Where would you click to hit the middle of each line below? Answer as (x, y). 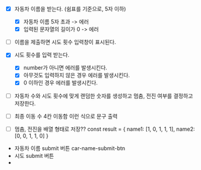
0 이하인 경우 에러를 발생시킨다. (60, 83)
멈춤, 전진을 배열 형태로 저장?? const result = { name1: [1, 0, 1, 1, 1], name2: (105, 129)
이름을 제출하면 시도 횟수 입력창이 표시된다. (65, 42)
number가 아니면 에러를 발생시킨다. (65, 68)
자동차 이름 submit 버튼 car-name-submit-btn (70, 148)
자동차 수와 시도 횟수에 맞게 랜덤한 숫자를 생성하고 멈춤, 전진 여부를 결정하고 (104, 96)
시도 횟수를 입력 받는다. (42, 55)
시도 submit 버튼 (34, 156)
